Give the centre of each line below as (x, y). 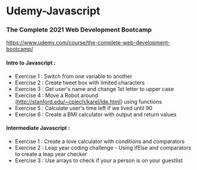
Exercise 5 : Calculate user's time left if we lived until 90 (84, 108)
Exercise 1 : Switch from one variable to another (73, 76)
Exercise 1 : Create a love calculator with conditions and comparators (100, 141)
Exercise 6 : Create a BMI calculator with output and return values (96, 114)
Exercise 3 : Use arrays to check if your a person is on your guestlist (99, 160)
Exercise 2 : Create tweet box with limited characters (80, 83)
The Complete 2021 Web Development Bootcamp (79, 30)
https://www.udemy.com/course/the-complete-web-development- (88, 42)
